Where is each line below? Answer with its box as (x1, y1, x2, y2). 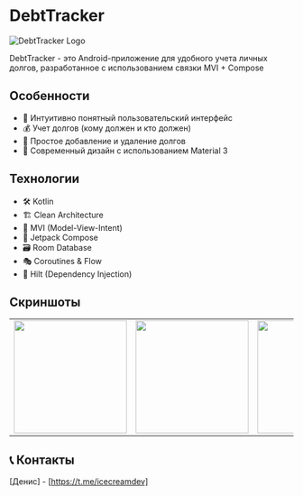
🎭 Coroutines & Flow (22, 255, 102, 266)
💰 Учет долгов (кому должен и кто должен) (22, 123, 192, 133)
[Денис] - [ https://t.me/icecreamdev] (9, 476, 149, 487)
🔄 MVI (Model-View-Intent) (22, 222, 124, 233)
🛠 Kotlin (22, 196, 54, 207)
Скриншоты (9, 294, 81, 309)
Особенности (9, 88, 90, 104)
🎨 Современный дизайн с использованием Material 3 (22, 145, 228, 156)
